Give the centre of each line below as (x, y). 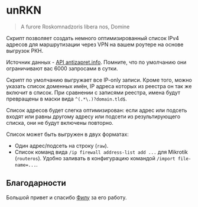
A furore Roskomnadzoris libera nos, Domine (75, 27)
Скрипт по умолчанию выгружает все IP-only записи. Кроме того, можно (99, 80)
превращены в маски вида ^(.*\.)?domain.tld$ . (66, 99)
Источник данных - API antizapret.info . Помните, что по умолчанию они (96, 62)
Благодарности (36, 183)
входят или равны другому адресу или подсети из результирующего (93, 117)
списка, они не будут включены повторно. (60, 122)
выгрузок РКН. (25, 50)
